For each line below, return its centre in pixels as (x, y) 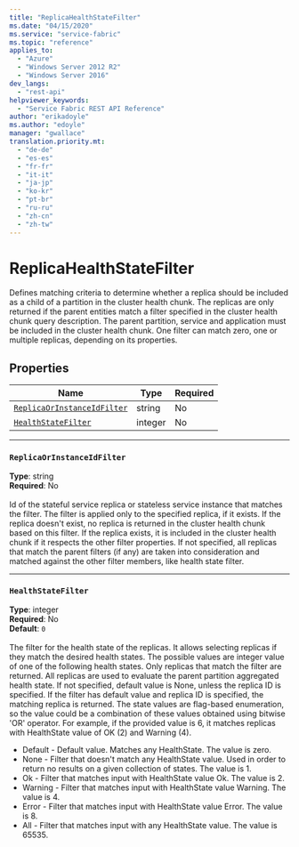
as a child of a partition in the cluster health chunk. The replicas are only (141, 302)
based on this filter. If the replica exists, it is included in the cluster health (143, 532)
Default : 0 (28, 628)
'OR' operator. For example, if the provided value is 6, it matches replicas (142, 722)
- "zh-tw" (35, 224)
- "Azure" (35, 59)
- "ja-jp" (35, 183)
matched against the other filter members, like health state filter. (127, 561)
